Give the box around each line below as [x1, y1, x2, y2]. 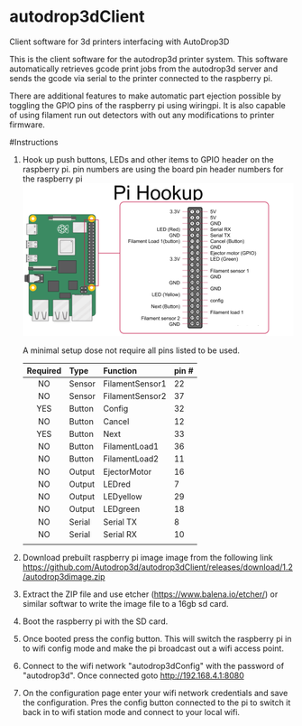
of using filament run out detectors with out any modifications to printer [9, 109, 275, 120]
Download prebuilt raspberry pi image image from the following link [22, 552, 273, 563]
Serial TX [103, 517, 138, 527]
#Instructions [9, 136, 59, 147]
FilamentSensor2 [103, 391, 167, 402]
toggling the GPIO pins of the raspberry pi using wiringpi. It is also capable [9, 99, 287, 110]
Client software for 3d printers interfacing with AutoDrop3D [9, 36, 230, 47]
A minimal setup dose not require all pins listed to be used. [22, 345, 241, 356]
